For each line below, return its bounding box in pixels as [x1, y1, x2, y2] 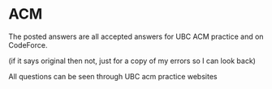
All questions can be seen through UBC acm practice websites [8, 71, 218, 81]
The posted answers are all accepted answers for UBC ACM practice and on [8, 32, 264, 41]
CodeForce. [8, 40, 48, 49]
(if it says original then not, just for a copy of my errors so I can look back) [8, 56, 256, 66]
